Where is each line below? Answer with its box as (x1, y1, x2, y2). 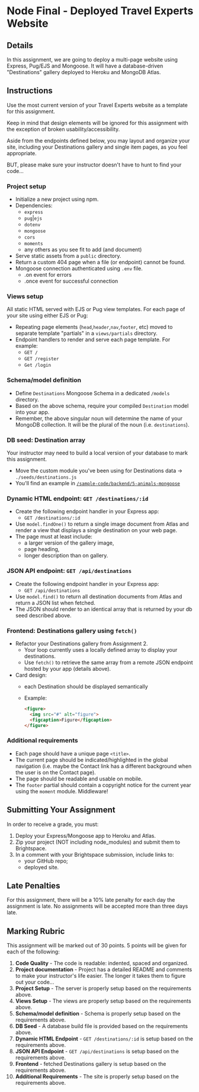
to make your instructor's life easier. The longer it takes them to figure (15, 972, 186, 979)
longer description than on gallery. (24, 552, 108, 559)
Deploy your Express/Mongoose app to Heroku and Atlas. (15, 832, 156, 839)
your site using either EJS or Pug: (7, 312, 88, 319)
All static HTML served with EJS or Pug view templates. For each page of (7, 306, 185, 313)
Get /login (24, 363, 52, 369)
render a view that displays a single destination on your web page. (15, 527, 178, 534)
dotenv (24, 222, 41, 228)
